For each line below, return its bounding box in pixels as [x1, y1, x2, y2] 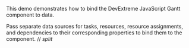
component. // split [6, 36, 53, 42]
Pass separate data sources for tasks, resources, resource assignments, [6, 23, 183, 30]
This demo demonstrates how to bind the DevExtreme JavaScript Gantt [6, 5, 181, 12]
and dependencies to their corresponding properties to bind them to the [6, 29, 182, 36]
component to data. [6, 11, 55, 18]
